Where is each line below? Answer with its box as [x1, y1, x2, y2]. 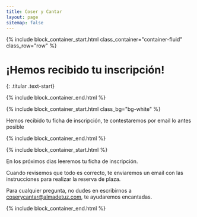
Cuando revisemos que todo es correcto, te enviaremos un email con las [6, 170, 184, 177]
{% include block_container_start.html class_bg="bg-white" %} [6, 106, 161, 113]
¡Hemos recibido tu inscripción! [6, 63, 165, 76]
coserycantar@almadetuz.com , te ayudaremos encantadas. [6, 193, 152, 200]
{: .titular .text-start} [6, 82, 55, 90]
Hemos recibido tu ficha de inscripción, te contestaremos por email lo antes [6, 117, 192, 125]
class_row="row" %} [6, 42, 58, 49]
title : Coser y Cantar [6, 8, 62, 15]
